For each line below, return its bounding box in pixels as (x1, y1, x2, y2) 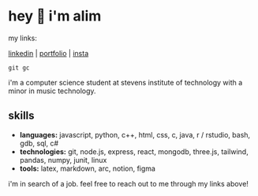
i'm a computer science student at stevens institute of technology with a (8, 77, 243, 87)
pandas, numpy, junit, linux (19, 155, 107, 164)
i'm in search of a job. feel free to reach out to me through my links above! (8, 179, 249, 188)
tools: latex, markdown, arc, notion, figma (19, 164, 156, 173)
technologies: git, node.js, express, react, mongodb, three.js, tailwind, (19, 146, 249, 156)
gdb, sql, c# (19, 138, 59, 148)
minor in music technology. (8, 86, 96, 96)
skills (8, 109, 35, 122)
